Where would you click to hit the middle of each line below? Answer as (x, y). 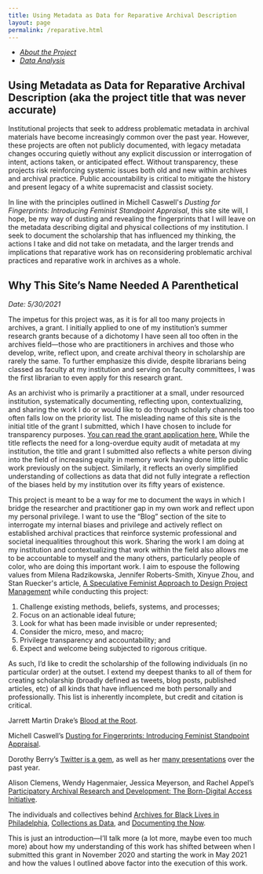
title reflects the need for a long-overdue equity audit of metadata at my (124, 443)
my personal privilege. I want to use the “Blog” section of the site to (117, 516)
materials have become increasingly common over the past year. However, (129, 137)
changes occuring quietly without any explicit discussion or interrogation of (130, 154)
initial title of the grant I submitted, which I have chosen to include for (120, 426)
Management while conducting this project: (79, 592)
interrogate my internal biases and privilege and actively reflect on (115, 525)
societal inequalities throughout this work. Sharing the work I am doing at (126, 541)
